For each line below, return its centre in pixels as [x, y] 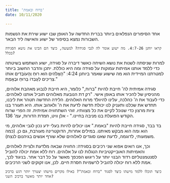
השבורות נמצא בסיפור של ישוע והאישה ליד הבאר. [52, 39]
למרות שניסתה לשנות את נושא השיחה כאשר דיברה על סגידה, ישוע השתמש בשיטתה [85, 63]
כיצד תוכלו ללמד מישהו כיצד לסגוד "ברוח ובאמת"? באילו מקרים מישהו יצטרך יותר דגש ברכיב [83, 171]
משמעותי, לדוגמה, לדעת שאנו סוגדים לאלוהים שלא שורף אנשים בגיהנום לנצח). [80, 136]
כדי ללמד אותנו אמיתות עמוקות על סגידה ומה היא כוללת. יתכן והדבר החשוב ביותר [82, 68]
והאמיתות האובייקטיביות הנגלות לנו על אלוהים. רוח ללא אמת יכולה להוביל [75, 151]
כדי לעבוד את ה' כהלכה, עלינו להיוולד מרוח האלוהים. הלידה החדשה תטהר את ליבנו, [85, 99]
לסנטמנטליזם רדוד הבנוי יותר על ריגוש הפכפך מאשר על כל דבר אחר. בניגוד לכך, [81, 157]
